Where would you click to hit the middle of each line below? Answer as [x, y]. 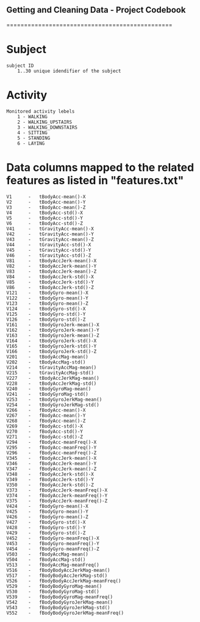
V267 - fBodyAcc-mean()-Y [46, 415]
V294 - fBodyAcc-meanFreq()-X [52, 442]
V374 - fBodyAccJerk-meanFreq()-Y [57, 495]
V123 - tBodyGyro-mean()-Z [47, 303]
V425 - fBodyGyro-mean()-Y [47, 512]
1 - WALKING [32, 116]
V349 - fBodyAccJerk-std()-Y [50, 479]
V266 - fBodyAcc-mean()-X [46, 410]
